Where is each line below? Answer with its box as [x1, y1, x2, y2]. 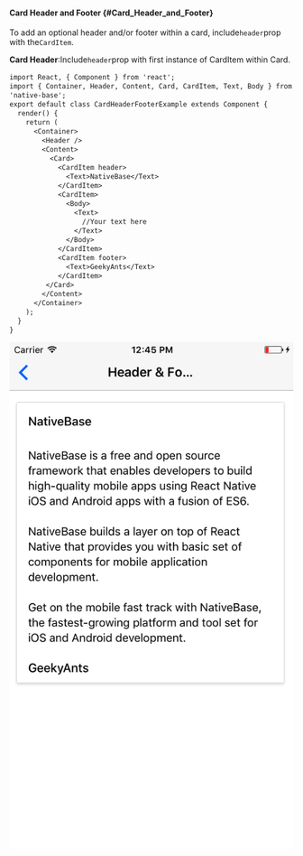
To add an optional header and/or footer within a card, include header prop [9, 27, 281, 38]
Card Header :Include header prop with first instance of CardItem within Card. [9, 54, 291, 65]
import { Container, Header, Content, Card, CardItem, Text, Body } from [9, 82, 293, 91]
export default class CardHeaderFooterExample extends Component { [9, 100, 269, 109]
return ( [25, 118, 59, 127]
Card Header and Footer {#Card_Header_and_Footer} [9, 7, 214, 18]
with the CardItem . [9, 37, 74, 48]
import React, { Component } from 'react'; [9, 73, 176, 82]
